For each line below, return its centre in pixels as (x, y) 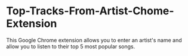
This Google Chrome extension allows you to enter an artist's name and (94, 40)
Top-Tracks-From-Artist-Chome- (90, 11)
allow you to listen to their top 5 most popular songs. (71, 46)
